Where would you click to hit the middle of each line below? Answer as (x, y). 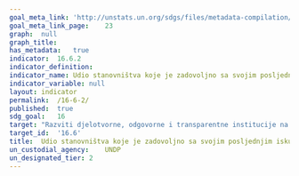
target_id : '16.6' (45, 133)
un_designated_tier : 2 (51, 158)
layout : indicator (43, 92)
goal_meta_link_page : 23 (61, 26)
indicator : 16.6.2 (45, 59)
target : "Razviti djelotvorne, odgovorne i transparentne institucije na (149, 125)
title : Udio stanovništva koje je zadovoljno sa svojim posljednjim (141, 141)
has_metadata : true (49, 51)
